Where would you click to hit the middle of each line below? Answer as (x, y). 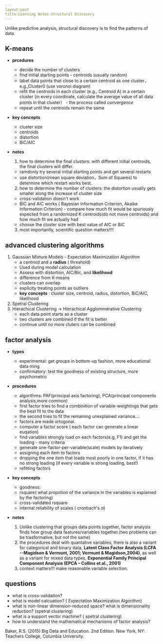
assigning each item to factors (50, 452)
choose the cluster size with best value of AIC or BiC (72, 225)
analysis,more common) (44, 401)
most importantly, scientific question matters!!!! (67, 230)
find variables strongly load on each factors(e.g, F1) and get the (83, 437)
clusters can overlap (40, 283)
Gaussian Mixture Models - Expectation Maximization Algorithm (76, 257)
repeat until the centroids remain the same (62, 108)
